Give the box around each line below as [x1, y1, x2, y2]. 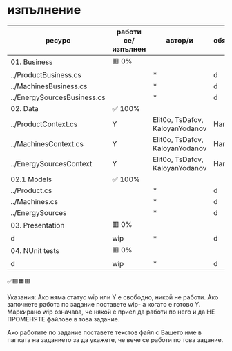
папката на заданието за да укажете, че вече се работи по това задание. [7, 335, 224, 343]
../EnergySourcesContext [10, 159, 93, 168]
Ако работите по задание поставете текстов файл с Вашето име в [7, 328, 202, 337]
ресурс [45, 35, 71, 45]
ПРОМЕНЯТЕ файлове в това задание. [7, 314, 120, 323]
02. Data [10, 103, 39, 113]
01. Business [10, 57, 53, 67]
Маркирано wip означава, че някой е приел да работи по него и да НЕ [7, 308, 215, 316]
